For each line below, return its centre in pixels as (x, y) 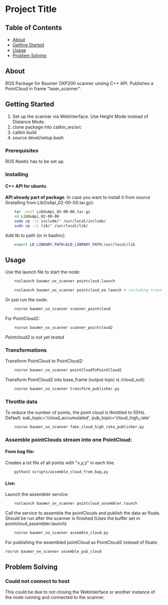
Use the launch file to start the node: (43, 272)
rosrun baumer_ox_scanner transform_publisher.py (67, 389)
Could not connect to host (37, 582)
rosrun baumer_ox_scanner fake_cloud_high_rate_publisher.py (79, 427)
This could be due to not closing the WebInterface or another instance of (80, 592)
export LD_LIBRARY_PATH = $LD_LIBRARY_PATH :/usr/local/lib (75, 244)
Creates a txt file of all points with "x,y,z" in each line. (60, 463)
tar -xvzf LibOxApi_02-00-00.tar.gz (52, 212)
